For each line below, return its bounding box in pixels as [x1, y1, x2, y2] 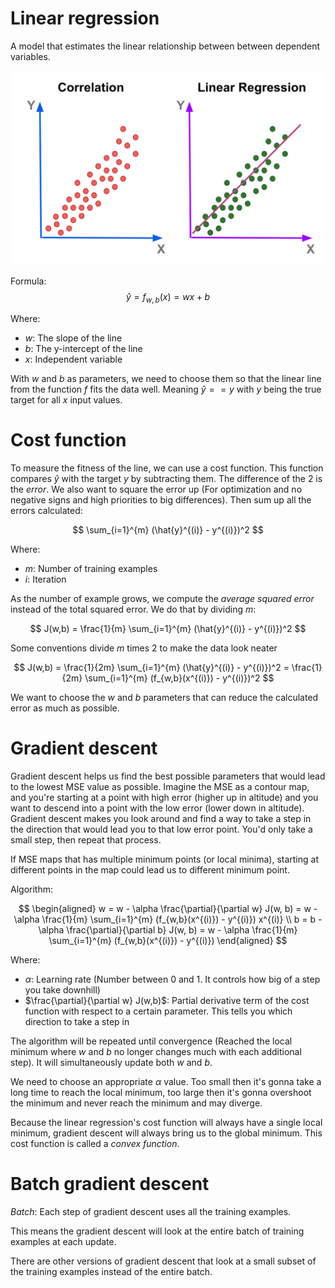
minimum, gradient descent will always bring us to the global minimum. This [10, 1127, 323, 1139]
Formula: [10, 275, 47, 287]
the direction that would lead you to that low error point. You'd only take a [10, 823, 313, 835]
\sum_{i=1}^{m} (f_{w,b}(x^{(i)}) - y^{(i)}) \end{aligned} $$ [48, 934, 288, 946]
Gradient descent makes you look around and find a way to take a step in [10, 812, 312, 824]
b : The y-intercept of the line [24, 342, 143, 354]
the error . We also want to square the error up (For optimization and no [10, 483, 303, 495]
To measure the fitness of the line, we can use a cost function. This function [10, 462, 324, 474]
